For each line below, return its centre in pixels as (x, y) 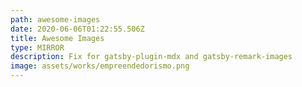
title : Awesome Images (57, 38)
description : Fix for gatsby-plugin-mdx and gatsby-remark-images (151, 57)
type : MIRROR (37, 47)
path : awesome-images (55, 19)
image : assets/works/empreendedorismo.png (100, 66)
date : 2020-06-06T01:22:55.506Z (77, 29)
